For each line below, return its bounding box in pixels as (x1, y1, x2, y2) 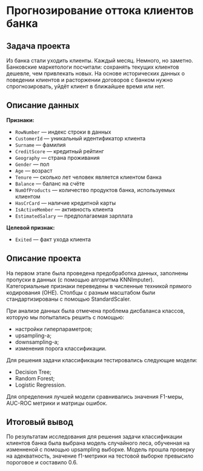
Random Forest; (15, 374, 55, 382)
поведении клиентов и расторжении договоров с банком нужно (6, 77, 173, 83)
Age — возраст (15, 167, 53, 174)
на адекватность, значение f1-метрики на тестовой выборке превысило (6, 452, 194, 459)
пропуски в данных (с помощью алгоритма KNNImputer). (6, 276, 155, 283)
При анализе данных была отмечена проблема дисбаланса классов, (6, 307, 185, 314)
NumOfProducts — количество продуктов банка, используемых (15, 186, 176, 193)
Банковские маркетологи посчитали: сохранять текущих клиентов (6, 63, 179, 70)
